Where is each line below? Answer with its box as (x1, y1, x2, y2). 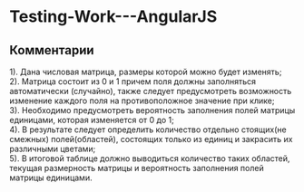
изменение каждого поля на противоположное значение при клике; (9, 95, 275, 106)
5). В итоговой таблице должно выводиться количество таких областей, (9, 153, 290, 164)
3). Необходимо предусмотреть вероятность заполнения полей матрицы (9, 105, 296, 115)
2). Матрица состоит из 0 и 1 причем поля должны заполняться (9, 76, 257, 87)
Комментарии (9, 43, 94, 58)
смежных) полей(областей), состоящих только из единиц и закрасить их (9, 134, 293, 144)
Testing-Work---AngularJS (9, 6, 218, 27)
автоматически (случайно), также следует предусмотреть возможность (9, 86, 292, 96)
